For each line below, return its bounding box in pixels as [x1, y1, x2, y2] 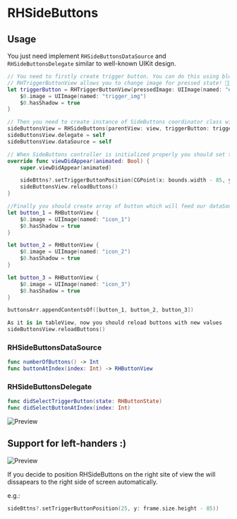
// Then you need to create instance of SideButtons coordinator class [7, 119, 222, 126]
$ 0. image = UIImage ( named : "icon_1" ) [20, 215, 131, 223]
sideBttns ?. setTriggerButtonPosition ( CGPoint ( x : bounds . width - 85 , [20, 177, 226, 184]
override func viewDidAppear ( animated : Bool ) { [7, 157, 150, 165]
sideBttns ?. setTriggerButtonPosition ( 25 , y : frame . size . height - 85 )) [7, 505, 219, 512]
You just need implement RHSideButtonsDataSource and [7, 52, 167, 60]
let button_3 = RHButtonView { [7, 274, 99, 281]
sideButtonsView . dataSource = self [7, 138, 112, 145]
